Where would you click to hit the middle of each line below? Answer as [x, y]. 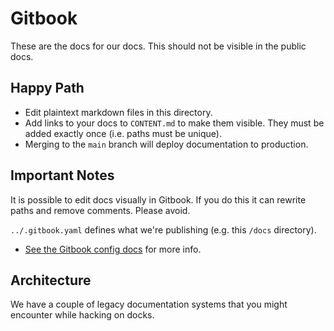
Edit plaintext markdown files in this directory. [118, 112]
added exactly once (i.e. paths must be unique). [123, 133]
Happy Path [47, 88]
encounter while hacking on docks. [82, 315]
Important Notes [62, 175]
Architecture [51, 280]
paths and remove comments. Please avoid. [100, 210]
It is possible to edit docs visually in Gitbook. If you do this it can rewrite [158, 199]
